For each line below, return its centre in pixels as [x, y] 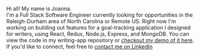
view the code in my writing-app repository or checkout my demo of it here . [100, 40]
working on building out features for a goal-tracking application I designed [98, 27]
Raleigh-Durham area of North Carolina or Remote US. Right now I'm [91, 21]
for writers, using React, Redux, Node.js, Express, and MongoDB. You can [98, 34]
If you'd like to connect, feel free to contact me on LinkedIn [80, 46]
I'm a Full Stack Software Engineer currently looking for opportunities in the [100, 15]
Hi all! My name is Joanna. [39, 9]
